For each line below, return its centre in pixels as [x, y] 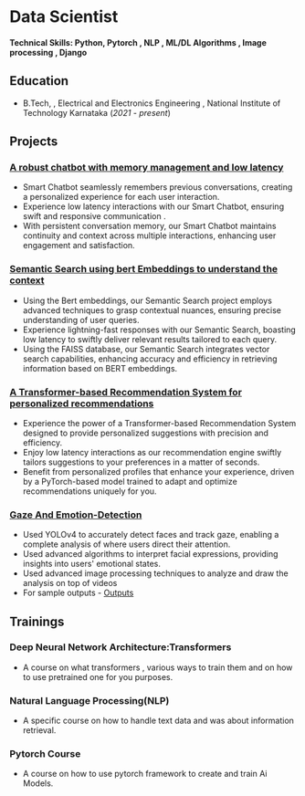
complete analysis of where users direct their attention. [126, 544]
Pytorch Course [45, 754]
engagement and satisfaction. [79, 246]
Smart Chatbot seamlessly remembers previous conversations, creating [158, 187]
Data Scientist [64, 17]
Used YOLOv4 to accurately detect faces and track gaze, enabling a [151, 535]
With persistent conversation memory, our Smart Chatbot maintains [149, 226]
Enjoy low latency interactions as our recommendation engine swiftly [152, 452]
